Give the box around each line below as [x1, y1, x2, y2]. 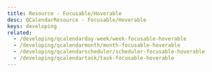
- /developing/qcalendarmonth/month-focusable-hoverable [13, 42, 181, 49]
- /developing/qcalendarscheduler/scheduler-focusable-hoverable [13, 49, 206, 56]
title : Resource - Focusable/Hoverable [7, 10, 122, 17]
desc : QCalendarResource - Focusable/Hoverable [7, 16, 147, 23]
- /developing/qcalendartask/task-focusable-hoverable [13, 55, 175, 62]
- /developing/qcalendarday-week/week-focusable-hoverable [13, 36, 187, 43]
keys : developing [7, 23, 57, 29]
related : [7, 29, 32, 36]
